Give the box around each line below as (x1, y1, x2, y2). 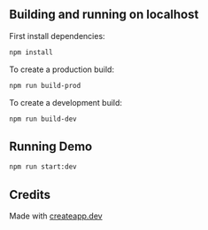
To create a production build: (9, 64, 115, 75)
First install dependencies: (9, 30, 105, 41)
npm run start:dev (9, 163, 77, 171)
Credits (9, 186, 51, 202)
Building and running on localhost (9, 7, 199, 22)
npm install (9, 48, 53, 57)
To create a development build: (9, 97, 122, 107)
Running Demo (9, 139, 93, 154)
